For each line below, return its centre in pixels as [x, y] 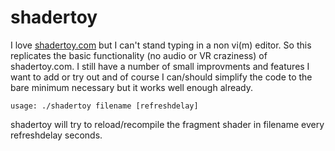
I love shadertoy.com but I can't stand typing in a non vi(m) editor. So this [161, 45]
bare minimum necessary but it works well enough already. [132, 87]
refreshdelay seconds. [56, 135]
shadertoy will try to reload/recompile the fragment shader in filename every [167, 124]
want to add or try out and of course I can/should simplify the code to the [161, 77]
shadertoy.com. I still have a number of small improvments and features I [160, 66]
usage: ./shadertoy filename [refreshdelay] [104, 106]
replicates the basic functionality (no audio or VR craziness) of [139, 55]
